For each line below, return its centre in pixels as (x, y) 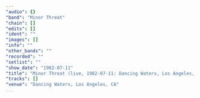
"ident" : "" (20, 34)
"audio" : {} (20, 12)
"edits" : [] (20, 29)
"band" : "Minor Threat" (36, 17)
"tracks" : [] (22, 79)
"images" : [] (22, 40)
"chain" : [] (20, 23)
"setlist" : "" (23, 62)
